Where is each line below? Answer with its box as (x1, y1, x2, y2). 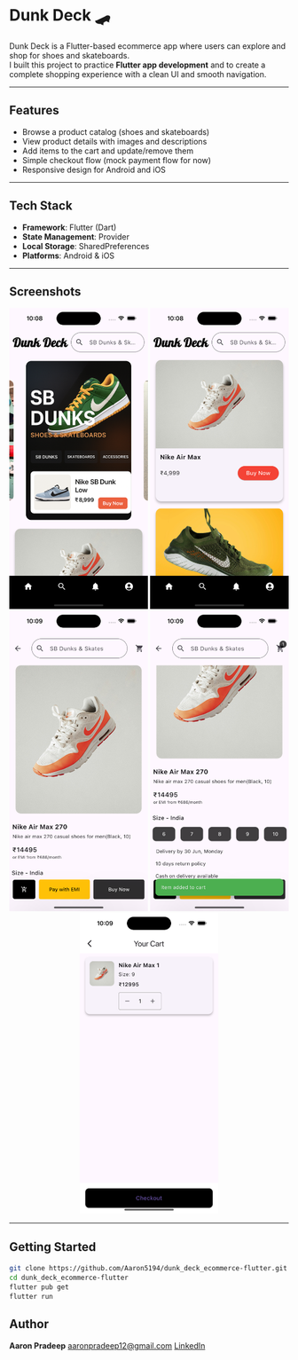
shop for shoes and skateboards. (9, 50, 130, 60)
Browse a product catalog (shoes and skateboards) (21, 126, 210, 137)
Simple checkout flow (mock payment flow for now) (21, 154, 211, 165)
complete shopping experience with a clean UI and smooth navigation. (9, 68, 267, 79)
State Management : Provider (21, 231, 130, 242)
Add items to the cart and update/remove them (21, 145, 194, 156)
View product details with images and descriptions (21, 136, 208, 146)
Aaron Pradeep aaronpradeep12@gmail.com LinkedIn (9, 1340, 206, 1351)
